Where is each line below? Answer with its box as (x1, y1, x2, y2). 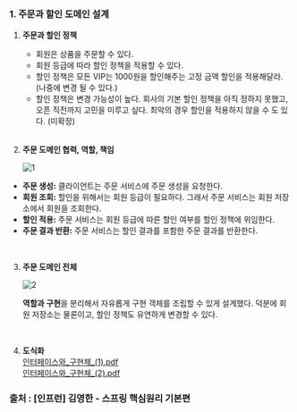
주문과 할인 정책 (21, 29, 78, 41)
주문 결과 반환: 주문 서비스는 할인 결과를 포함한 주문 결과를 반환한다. (21, 225, 259, 236)
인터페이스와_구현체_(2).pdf (21, 368, 121, 379)
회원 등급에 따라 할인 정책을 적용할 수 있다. (35, 60, 184, 71)
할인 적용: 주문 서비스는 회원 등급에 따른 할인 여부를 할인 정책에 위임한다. (21, 214, 276, 225)
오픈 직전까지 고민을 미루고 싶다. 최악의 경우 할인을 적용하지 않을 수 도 (35, 105, 279, 115)
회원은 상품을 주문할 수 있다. (35, 49, 134, 60)
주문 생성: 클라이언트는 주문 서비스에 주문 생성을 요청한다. (21, 181, 224, 191)
